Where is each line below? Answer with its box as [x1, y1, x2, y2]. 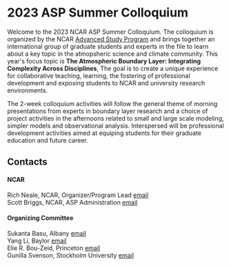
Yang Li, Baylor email [7, 236, 67, 245]
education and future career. [7, 136, 88, 144]
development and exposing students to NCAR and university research [7, 79, 205, 87]
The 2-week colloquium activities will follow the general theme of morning [7, 99, 218, 108]
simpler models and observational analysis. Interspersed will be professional [7, 121, 224, 130]
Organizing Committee [7, 214, 74, 222]
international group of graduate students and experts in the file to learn [7, 42, 209, 50]
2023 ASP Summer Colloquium [7, 5, 188, 21]
